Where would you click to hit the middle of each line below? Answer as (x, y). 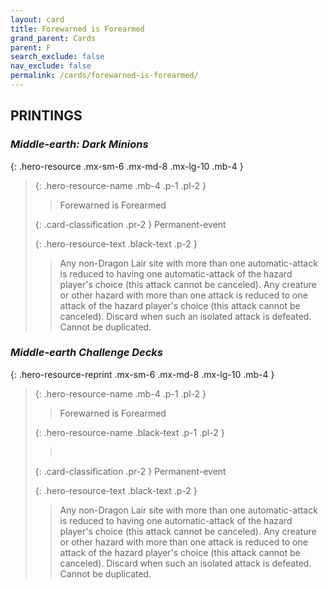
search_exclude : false (57, 57)
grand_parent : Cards (53, 38)
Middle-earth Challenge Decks (87, 353)
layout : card (37, 19)
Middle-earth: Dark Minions (79, 144)
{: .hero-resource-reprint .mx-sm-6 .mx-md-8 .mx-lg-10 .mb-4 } (142, 374)
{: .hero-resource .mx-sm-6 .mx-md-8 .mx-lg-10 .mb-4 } (127, 166)
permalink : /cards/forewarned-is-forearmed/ (104, 76)
